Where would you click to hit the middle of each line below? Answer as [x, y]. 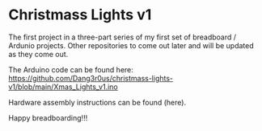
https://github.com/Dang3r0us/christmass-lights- [91, 78]
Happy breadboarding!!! [48, 117]
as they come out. [38, 54]
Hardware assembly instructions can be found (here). [97, 102]
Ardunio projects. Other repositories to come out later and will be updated [131, 45]
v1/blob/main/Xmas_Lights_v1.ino [63, 87]
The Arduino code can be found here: [71, 69]
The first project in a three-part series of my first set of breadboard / [123, 37]
